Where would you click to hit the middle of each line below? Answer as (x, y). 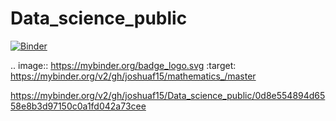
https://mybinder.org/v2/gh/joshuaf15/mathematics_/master (133, 76)
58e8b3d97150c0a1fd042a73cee (78, 106)
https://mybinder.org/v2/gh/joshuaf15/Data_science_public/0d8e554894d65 (168, 95)
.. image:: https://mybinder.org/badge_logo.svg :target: (123, 65)
